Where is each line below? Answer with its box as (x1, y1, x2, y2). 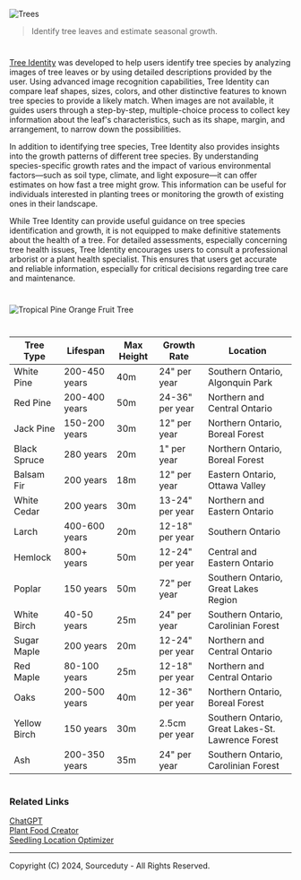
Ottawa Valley (207, 479, 266, 492)
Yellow (13, 717, 42, 729)
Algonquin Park (207, 376, 273, 389)
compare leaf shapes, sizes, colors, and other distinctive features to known (9, 86, 287, 97)
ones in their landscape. (9, 198, 99, 210)
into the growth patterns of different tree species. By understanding (9, 151, 259, 161)
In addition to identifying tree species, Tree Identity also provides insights (9, 142, 280, 152)
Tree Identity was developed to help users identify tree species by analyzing (9, 57, 291, 68)
